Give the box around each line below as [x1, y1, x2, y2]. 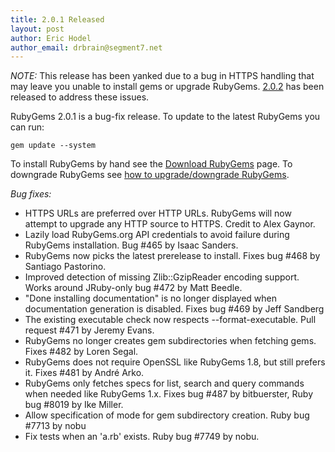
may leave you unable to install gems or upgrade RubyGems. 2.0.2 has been [10, 81, 325, 93]
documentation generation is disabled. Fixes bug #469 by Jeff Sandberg [24, 303, 325, 315]
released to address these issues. [10, 91, 150, 103]
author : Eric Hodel [10, 33, 92, 43]
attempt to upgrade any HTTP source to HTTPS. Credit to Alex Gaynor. [24, 218, 316, 230]
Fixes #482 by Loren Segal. [24, 346, 139, 358]
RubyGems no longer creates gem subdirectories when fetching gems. [24, 335, 317, 347]
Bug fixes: [10, 188, 52, 200]
